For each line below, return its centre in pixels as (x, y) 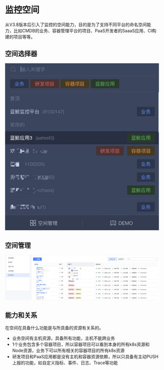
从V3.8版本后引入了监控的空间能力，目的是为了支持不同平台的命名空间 (76, 25)
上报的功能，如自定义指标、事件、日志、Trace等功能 (65, 363)
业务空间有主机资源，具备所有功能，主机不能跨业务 (63, 338)
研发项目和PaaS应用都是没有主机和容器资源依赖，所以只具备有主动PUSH (85, 356)
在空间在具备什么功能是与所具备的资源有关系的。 (54, 328)
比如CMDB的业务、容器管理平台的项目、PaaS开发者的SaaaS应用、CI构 (85, 30)
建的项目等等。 (20, 37)
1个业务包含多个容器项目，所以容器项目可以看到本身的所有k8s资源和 (81, 344)
